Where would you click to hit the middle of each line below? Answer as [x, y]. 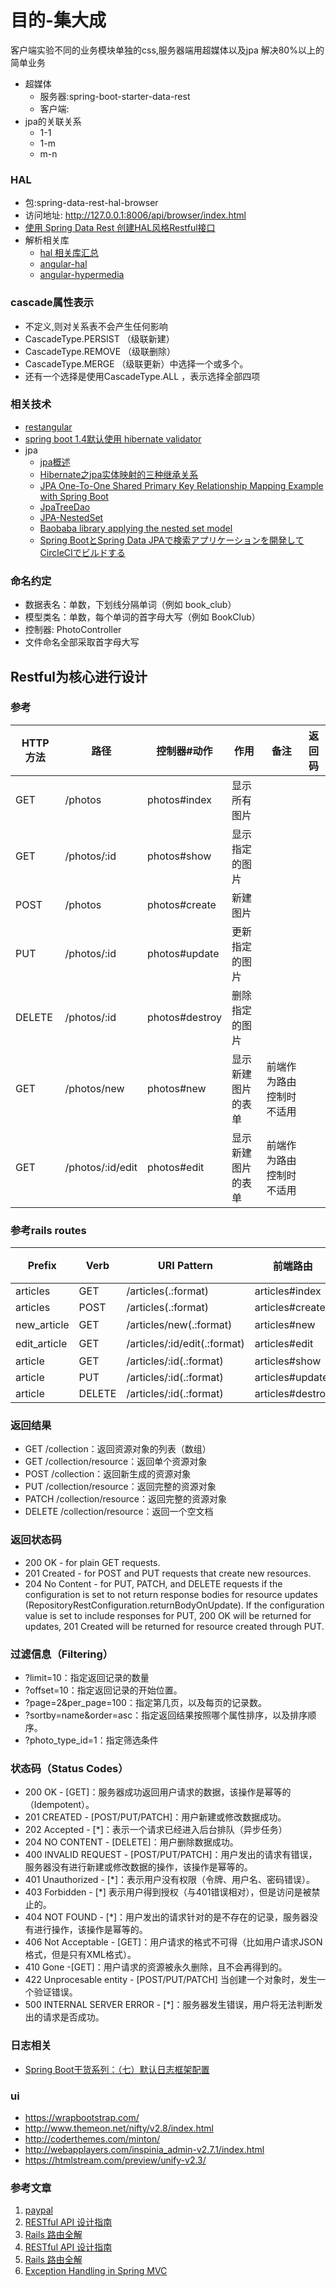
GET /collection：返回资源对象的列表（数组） [118, 1449]
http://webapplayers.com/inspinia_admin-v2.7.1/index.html [144, 2149]
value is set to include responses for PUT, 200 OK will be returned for [168, 1615]
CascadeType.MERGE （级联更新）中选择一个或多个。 [136, 363]
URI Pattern [186, 1266]
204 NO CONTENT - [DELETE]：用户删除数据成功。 [131, 1842]
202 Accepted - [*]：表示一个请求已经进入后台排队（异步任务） [156, 1830]
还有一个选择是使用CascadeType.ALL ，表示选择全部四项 [142, 376]
